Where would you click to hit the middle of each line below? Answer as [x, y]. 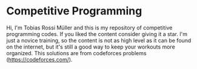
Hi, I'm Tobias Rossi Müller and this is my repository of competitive [89, 28]
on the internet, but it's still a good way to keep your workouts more [91, 47]
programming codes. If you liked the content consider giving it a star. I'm [97, 34]
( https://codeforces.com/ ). [39, 59]
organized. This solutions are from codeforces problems [76, 53]
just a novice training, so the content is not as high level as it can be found [99, 40]
